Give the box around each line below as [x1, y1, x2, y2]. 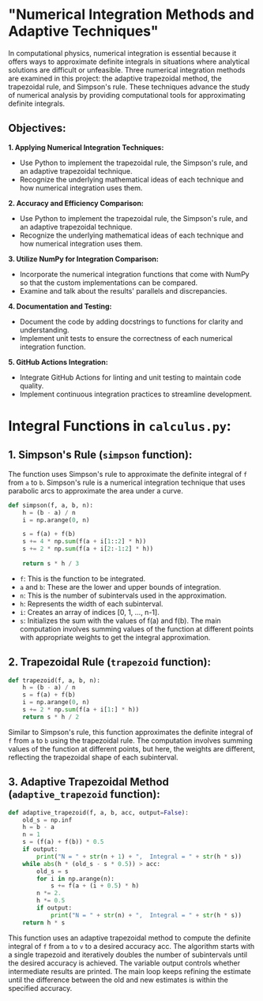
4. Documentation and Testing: [8, 302, 112, 311]
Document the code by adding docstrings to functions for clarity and [19, 317, 243, 326]
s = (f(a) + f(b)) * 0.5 [22, 838, 104, 846]
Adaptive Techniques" [8, 22, 160, 40]
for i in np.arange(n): [36, 875, 115, 883]
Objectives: [8, 122, 66, 135]
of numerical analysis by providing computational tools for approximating [8, 90, 246, 99]
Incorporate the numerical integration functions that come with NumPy [19, 269, 250, 279]
